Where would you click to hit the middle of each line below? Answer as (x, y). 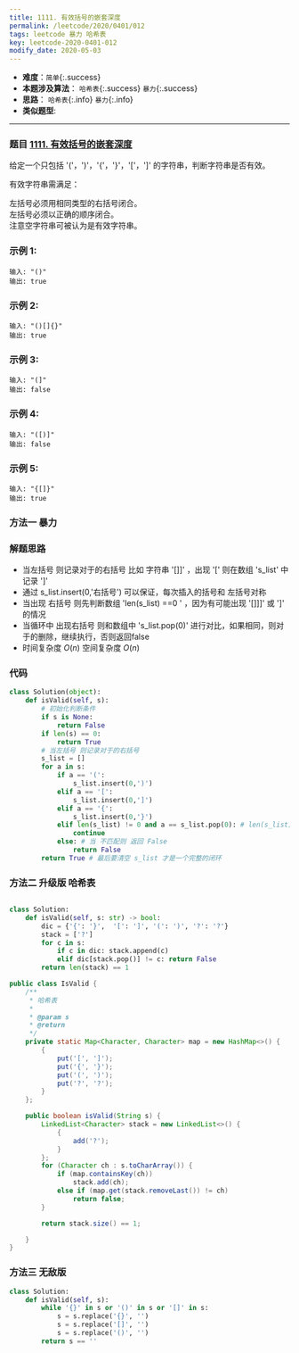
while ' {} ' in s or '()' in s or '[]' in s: (125, 1308)
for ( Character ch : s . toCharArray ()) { (117, 1166)
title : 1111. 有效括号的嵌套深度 (65, 17)
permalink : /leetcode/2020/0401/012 (77, 26)
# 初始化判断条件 (69, 709)
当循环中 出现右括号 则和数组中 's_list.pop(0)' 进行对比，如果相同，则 (149, 626)
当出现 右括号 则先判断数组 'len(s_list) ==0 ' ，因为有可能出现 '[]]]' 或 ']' (153, 603)
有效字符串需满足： (44, 185)
